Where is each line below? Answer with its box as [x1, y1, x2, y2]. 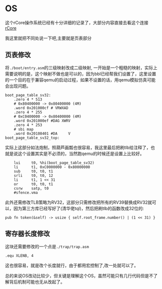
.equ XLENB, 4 [5, 253, 34, 258]
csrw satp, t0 [14, 186, 49, 191]
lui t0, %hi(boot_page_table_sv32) [14, 160, 95, 165]
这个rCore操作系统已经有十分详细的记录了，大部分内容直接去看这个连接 [5, 19, 149, 25]
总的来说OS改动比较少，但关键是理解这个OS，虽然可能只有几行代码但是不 [5, 272, 154, 278]
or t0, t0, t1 [14, 181, 54, 187]
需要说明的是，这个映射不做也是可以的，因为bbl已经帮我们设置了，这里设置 [5, 71, 157, 77]
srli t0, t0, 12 [14, 173, 54, 178]
